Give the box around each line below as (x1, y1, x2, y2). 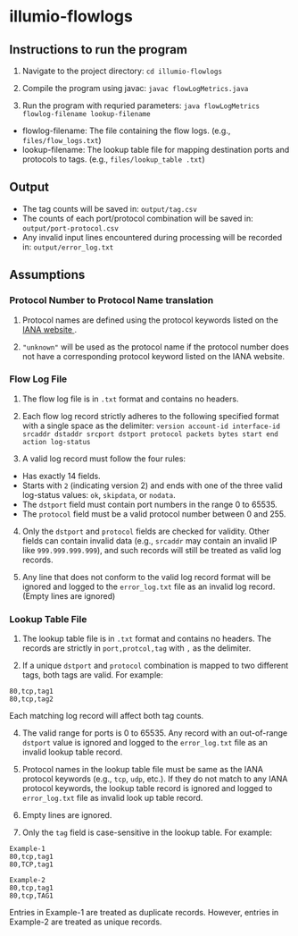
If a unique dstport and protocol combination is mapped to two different (21, 660, 288, 671)
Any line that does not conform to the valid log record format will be (21, 571, 271, 582)
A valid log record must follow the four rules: (21, 453, 186, 464)
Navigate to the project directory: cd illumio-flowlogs (21, 65, 223, 76)
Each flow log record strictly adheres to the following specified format (21, 410, 279, 421)
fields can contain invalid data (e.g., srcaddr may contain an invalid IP (21, 535, 277, 546)
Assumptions (9, 267, 86, 282)
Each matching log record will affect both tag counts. (9, 711, 204, 721)
